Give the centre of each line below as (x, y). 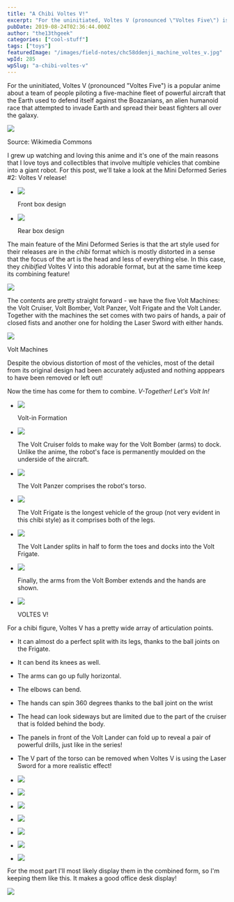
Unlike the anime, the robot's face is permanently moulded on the (111, 451)
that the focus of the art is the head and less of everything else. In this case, (116, 259)
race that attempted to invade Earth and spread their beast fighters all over (114, 107)
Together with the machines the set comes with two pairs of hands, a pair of (117, 315)
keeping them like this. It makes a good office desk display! (92, 878)
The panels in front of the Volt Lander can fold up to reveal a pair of (114, 737)
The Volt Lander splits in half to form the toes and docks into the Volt (116, 546)
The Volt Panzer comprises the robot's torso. (81, 486)
